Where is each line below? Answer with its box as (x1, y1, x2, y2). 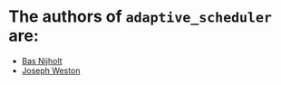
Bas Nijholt (21, 55, 63, 66)
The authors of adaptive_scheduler (8, 6, 273, 27)
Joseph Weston (21, 65, 81, 76)
